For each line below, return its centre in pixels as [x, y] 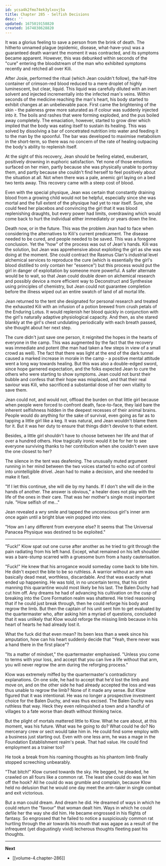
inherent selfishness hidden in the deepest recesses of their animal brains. [81, 410]
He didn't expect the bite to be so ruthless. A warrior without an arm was [79, 572]
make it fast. [18, 477]
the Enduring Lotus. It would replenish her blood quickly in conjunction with [82, 312]
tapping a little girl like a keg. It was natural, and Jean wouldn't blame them [81, 421]
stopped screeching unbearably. [38, 762]
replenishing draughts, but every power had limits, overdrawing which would [83, 213]
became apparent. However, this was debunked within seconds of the [76, 58]
